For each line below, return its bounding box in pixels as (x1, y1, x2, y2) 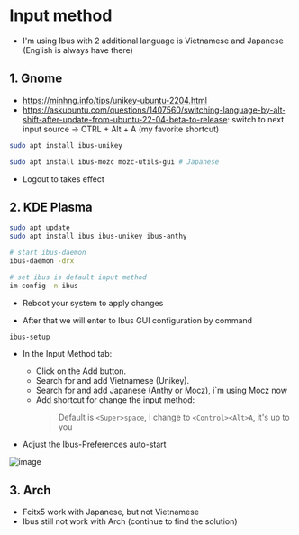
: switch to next (227, 113, 285, 124)
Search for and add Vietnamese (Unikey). (35, 376, 190, 386)
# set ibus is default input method (9, 272, 147, 282)
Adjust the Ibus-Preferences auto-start (22, 439, 167, 450)
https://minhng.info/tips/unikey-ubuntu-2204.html (22, 95, 207, 105)
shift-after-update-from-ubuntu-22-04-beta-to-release (22, 113, 228, 124)
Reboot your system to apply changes (22, 297, 164, 308)
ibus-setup (9, 332, 50, 341)
